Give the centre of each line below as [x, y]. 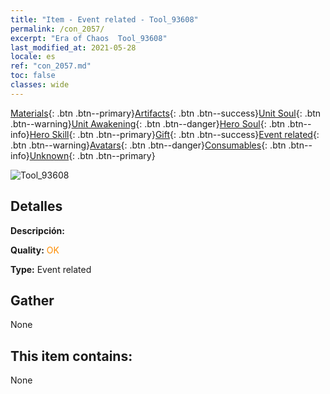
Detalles [36, 206]
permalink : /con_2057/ [57, 29]
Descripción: [37, 230]
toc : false [33, 76]
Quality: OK [35, 250]
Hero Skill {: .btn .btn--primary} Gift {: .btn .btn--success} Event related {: [174, 134]
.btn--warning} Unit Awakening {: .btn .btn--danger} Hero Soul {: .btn [148, 123]
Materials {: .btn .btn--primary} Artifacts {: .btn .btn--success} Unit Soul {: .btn [166, 113]
